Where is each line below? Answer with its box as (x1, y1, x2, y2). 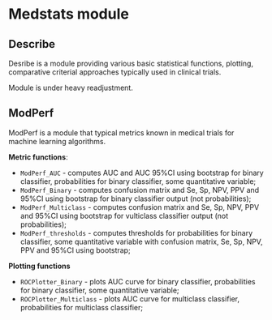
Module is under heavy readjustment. (8, 83, 134, 92)
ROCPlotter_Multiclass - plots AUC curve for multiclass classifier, (19, 293, 240, 304)
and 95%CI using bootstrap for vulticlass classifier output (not (19, 211, 229, 220)
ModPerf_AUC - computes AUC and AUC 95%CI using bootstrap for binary (19, 168, 264, 177)
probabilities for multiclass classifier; (19, 302, 144, 312)
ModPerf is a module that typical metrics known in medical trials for (8, 127, 235, 138)
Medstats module (8, 5, 130, 23)
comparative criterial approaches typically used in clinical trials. (8, 67, 222, 77)
